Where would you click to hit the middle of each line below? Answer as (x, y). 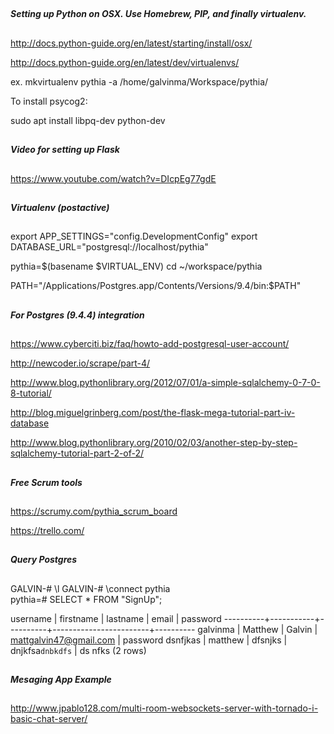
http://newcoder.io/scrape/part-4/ (80, 363)
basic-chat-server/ (49, 719)
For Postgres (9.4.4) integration (77, 315)
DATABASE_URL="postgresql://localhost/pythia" (109, 247)
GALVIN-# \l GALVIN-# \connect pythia (90, 588)
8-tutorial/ (31, 393)
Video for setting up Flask (65, 150)
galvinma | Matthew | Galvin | (257, 629)
